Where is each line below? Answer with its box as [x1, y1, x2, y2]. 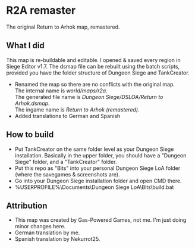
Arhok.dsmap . [14, 100, 50, 107]
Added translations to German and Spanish [14, 112, 121, 119]
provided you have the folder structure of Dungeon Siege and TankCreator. [6, 69, 190, 76]
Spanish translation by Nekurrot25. [14, 235, 100, 243]
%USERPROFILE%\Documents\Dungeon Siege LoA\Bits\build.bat [14, 183, 174, 191]
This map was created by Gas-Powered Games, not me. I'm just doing [14, 216, 187, 224]
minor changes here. [14, 223, 66, 230]
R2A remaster [6, 4, 76, 17]
